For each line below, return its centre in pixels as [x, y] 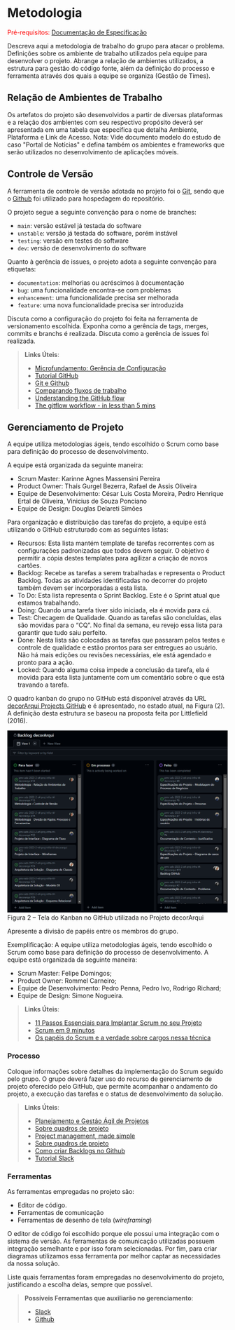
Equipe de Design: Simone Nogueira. [70, 996]
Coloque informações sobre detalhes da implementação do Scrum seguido [115, 1071]
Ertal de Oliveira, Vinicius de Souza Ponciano [82, 501]
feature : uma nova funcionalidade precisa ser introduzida [100, 305]
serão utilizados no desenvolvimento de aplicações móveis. [93, 152]
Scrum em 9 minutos [65, 1030]
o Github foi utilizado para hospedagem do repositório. [86, 199]
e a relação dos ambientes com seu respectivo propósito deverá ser [105, 122]
